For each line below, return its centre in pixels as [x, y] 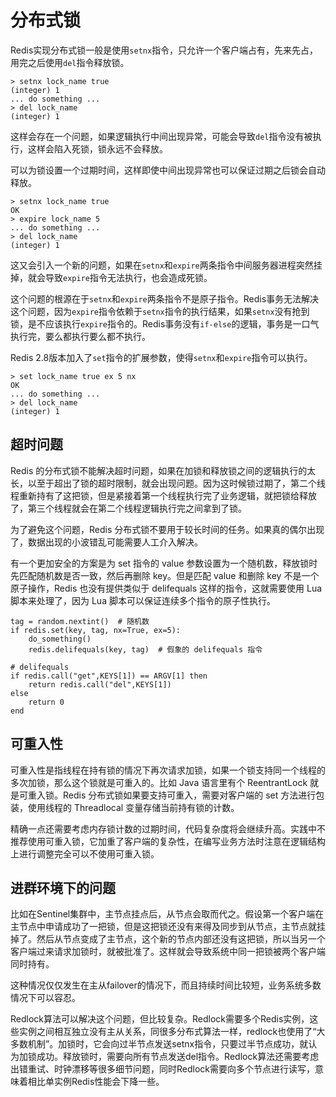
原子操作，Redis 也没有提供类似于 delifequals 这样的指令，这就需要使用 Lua [166, 588]
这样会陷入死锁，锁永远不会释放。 [97, 148]
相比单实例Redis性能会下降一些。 [96, 1082]
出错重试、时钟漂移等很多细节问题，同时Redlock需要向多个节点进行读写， [163, 1069]
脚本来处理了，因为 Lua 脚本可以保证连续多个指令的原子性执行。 [143, 600]
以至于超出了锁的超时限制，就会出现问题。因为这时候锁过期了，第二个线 [176, 483]
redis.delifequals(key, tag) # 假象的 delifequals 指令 [145, 649]
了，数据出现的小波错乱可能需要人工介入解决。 [106, 542]
